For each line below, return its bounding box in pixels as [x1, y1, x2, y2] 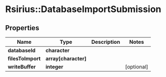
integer [45, 63, 64, 70]
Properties [5, 24, 39, 32]
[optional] [124, 63, 148, 70]
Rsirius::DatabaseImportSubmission [5, 4, 161, 15]
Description [91, 39, 120, 45]
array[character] [45, 55, 87, 62]
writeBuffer [8, 63, 36, 70]
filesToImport [8, 55, 41, 62]
